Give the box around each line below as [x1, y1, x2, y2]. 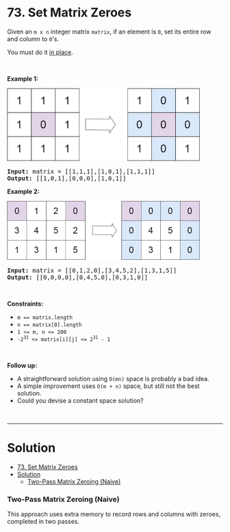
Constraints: [7, 300, 44, 308]
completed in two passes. [7, 518, 80, 526]
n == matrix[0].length [16, 321, 82, 328]
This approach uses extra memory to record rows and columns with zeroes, [7, 510, 221, 518]
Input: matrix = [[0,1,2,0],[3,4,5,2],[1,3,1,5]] [7, 266, 177, 274]
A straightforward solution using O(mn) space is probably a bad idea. [16, 374, 210, 383]
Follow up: [7, 361, 38, 370]
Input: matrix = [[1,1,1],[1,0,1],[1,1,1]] [7, 167, 155, 176]
